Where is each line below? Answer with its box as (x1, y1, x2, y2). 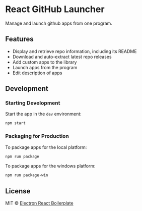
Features (5, 35, 34, 43)
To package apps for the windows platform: (5, 163, 96, 169)
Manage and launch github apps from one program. (5, 20, 112, 26)
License (5, 187, 31, 195)
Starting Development (5, 99, 60, 107)
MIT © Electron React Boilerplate (5, 200, 74, 206)
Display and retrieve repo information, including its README (12, 48, 137, 54)
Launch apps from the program (12, 64, 78, 70)
